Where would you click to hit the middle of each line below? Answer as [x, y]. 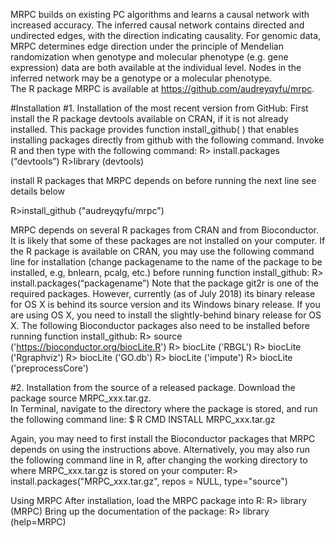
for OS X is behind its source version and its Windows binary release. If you [165, 304]
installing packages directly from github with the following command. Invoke [167, 140]
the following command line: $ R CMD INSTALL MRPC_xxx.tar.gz [143, 419]
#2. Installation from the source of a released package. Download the [153, 387]
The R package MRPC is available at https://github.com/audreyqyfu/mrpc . [162, 88]
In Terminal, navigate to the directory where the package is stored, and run [164, 408]
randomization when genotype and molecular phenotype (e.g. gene [149, 57]
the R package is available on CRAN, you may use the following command [162, 251]
